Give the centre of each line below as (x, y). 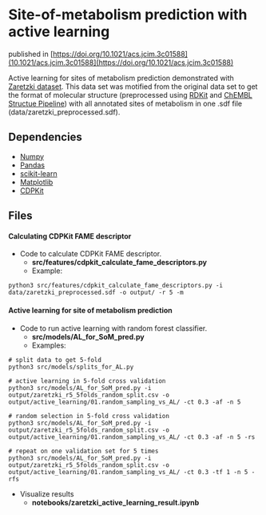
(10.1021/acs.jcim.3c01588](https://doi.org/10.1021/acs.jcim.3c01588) (121, 62)
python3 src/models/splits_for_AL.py (71, 367)
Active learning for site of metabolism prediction (91, 310)
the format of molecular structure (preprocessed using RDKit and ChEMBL (131, 95)
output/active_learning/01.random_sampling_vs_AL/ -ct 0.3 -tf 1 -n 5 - (132, 472)
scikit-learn (38, 173)
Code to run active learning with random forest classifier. (113, 328)
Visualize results (47, 493)
